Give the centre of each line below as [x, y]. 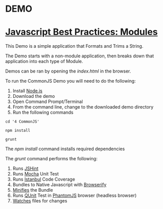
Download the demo [34, 96]
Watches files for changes [40, 201]
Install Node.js [27, 91]
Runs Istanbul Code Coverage [44, 179]
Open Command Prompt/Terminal [48, 101]
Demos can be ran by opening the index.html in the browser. [68, 71]
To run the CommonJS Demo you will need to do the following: [70, 81]
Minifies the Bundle [33, 190]
